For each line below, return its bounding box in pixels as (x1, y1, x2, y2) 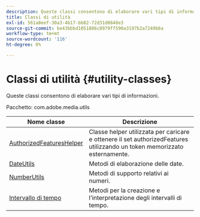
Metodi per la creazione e (89, 186, 161, 194)
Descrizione (122, 117, 158, 126)
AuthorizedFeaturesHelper (9, 139, 83, 147)
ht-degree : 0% (6, 42, 42, 48)
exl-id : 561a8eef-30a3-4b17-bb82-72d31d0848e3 (6, 20, 124, 25)
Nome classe (27, 117, 65, 126)
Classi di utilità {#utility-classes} (6, 72, 172, 86)
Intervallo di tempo (9, 193, 61, 202)
